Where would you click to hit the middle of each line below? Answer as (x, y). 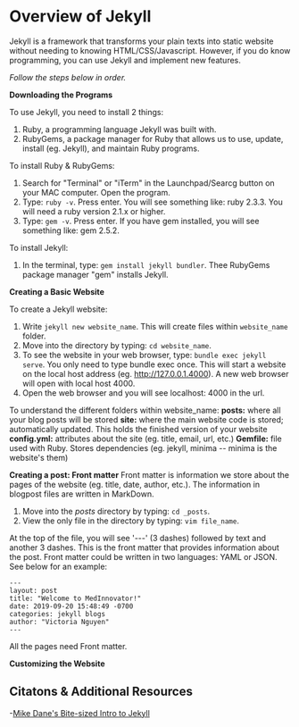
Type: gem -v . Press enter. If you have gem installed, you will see (141, 221)
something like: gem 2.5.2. (71, 230)
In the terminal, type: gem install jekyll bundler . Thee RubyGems (146, 264)
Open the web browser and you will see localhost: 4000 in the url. (143, 393)
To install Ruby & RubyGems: (62, 165)
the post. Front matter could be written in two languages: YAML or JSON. (144, 556)
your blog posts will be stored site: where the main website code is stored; (146, 419)
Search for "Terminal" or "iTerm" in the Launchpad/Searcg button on (148, 183)
